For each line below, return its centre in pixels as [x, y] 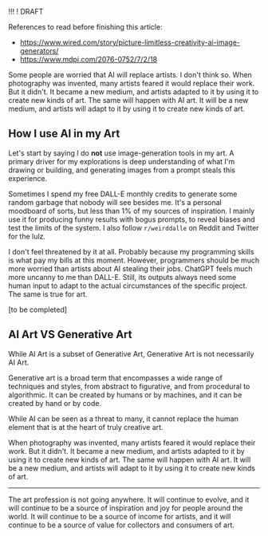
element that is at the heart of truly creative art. [86, 427]
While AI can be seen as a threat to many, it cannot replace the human [124, 419]
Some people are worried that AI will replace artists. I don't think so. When [130, 75]
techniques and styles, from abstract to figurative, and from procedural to [129, 386]
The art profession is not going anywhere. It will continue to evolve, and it [129, 499]
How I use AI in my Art [64, 134]
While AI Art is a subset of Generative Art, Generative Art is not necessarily [131, 353]
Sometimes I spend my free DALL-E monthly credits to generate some [123, 194]
